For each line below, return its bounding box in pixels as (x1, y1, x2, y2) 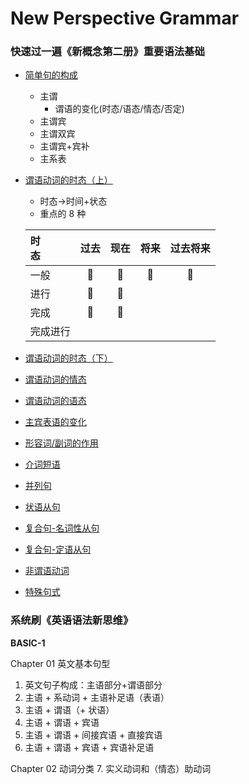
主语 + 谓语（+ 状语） (24, 703, 115, 716)
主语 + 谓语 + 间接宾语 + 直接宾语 (24, 728, 163, 741)
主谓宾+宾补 (39, 140, 90, 152)
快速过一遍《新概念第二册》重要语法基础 (10, 45, 205, 59)
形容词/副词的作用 (24, 437, 99, 449)
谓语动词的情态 (24, 373, 87, 386)
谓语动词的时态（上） (24, 174, 113, 186)
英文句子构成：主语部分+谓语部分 (24, 678, 163, 691)
